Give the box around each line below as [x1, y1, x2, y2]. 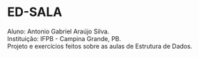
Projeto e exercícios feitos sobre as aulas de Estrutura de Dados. [7, 42, 193, 50]
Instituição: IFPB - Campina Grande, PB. [7, 34, 122, 42]
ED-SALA [7, 4, 63, 20]
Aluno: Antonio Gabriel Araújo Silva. [7, 27, 110, 35]
